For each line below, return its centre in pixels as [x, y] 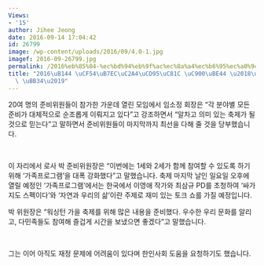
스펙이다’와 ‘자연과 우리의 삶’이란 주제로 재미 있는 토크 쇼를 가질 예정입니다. [137, 195]
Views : [19, 15]
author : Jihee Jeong [42, 30]
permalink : [26, 67]
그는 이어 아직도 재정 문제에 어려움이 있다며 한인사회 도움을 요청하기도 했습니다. [130, 253]
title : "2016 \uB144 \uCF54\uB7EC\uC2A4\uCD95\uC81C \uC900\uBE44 [117, 74]
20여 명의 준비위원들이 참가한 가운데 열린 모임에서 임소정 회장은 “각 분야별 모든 [129, 104]
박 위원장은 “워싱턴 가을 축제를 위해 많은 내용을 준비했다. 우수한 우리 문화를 [123, 212]
